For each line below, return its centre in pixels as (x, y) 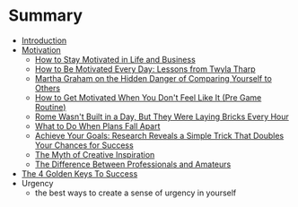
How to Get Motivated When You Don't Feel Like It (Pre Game (148, 97)
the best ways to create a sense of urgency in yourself (136, 193)
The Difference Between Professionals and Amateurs (133, 164)
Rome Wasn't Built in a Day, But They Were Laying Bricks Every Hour (162, 116)
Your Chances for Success (84, 145)
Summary (45, 16)
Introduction (44, 40)
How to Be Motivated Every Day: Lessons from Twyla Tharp (145, 69)
